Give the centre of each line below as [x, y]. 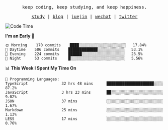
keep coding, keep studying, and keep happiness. [85, 7]
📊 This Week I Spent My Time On [41, 68]
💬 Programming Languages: [32, 79]
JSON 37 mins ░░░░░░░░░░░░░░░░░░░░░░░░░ [84, 101]
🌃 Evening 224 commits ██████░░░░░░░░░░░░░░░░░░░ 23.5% [74, 54]
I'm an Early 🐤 [20, 36]
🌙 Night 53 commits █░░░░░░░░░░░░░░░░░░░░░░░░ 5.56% [74, 58]
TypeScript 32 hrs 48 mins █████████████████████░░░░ [84, 84]
